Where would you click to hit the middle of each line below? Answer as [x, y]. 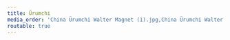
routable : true [29, 26]
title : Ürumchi [29, 13]
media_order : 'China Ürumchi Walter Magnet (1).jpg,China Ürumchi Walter [115, 20]
